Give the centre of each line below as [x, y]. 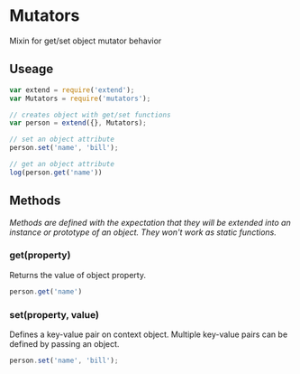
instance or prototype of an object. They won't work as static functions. [143, 232]
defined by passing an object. [64, 344]
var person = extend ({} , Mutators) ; [78, 123]
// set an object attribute [62, 140]
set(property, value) [54, 314]
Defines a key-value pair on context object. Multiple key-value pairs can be [149, 334]
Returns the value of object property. [78, 275]
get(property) [40, 256]
